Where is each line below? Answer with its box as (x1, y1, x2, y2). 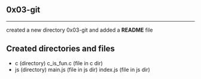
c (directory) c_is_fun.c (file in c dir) (14, 59, 103, 66)
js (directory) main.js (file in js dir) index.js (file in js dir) (14, 66, 151, 73)
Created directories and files (6, 44, 115, 54)
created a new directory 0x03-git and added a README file (6, 26, 153, 34)
